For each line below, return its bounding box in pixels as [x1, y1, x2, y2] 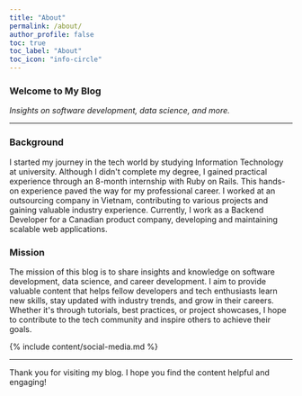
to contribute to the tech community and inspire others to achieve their [9, 314, 271, 325]
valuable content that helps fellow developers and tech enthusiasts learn [9, 285, 279, 296]
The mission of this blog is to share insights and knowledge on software [9, 266, 276, 277]
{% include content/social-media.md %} [9, 341, 159, 352]
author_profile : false [9, 30, 94, 39]
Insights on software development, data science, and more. [9, 105, 231, 116]
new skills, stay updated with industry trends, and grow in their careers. [9, 294, 274, 306]
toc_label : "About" [9, 47, 83, 56]
